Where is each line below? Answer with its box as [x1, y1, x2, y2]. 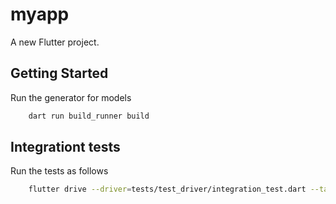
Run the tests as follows [10, 165, 109, 177]
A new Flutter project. [10, 36, 100, 48]
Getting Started [10, 65, 109, 82]
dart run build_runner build [28, 111, 150, 121]
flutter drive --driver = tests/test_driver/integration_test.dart [28, 184, 307, 195]
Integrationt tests [10, 139, 121, 156]
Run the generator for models [10, 91, 132, 103]
